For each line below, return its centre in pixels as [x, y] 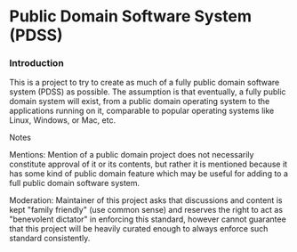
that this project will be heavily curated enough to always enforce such [139, 229]
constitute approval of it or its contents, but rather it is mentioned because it [148, 164]
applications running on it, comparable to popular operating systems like [142, 111]
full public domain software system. [75, 183]
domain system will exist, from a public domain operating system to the [140, 102]
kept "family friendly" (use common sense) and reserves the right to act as [146, 210]
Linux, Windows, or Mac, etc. [63, 120]
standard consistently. [50, 239]
